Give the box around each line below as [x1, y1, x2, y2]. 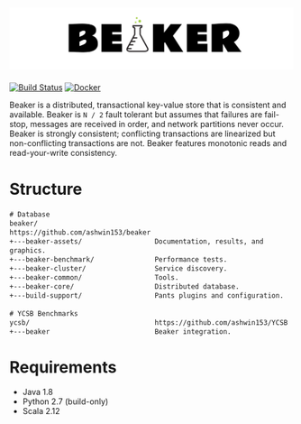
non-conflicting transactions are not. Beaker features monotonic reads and [9, 137, 287, 148]
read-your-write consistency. [9, 147, 118, 158]
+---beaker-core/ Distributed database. [9, 281, 241, 291]
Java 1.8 [22, 387, 54, 398]
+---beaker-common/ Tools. [9, 272, 179, 282]
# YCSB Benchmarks [9, 309, 78, 318]
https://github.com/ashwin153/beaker [9, 227, 151, 237]
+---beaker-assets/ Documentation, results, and [9, 236, 264, 246]
